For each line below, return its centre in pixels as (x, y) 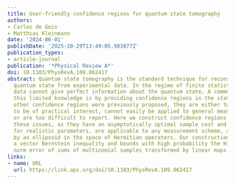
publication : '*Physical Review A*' (60, 66)
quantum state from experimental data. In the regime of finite (109, 85)
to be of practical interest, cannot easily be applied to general (114, 111)
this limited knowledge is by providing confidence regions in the (114, 99)
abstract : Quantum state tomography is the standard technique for (108, 79)
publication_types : (36, 53)
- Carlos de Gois (33, 27)
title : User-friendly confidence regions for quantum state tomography (114, 14)
